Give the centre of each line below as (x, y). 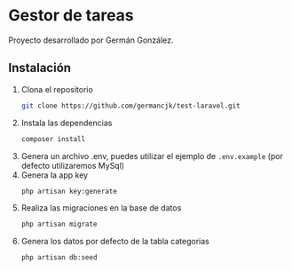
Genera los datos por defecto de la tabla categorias (115, 242)
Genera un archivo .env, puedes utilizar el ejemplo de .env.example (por (152, 155)
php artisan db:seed (59, 258)
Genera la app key (55, 175)
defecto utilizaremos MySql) (73, 165)
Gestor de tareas (71, 16)
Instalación (40, 68)
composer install (53, 139)
